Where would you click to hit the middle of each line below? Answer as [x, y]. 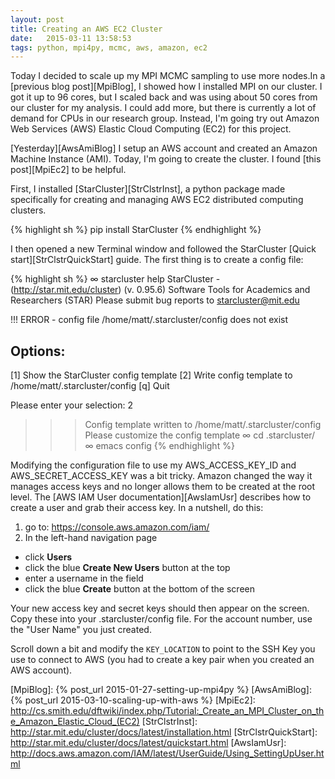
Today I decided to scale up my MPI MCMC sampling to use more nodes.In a [168, 76]
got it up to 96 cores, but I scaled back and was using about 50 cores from [164, 97]
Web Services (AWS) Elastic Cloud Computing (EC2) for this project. [151, 129]
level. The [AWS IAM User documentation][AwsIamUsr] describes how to [161, 497]
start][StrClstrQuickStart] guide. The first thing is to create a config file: [157, 260]
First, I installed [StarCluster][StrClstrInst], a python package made [148, 189]
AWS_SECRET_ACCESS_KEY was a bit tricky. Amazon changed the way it [161, 476]
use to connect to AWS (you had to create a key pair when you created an [162, 660]
